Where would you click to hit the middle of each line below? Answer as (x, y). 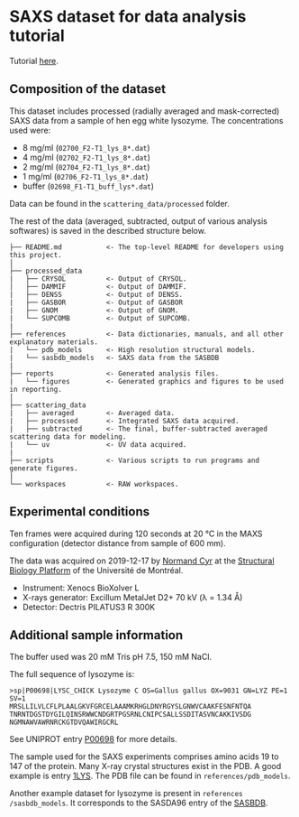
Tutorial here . (34, 60)
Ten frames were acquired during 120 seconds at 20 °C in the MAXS (136, 534)
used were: (30, 130)
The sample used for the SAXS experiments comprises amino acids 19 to (144, 757)
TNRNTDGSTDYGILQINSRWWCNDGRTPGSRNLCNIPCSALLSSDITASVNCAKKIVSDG (131, 715)
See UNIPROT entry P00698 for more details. (93, 739)
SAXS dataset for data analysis (128, 17)
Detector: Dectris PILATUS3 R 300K (89, 607)
